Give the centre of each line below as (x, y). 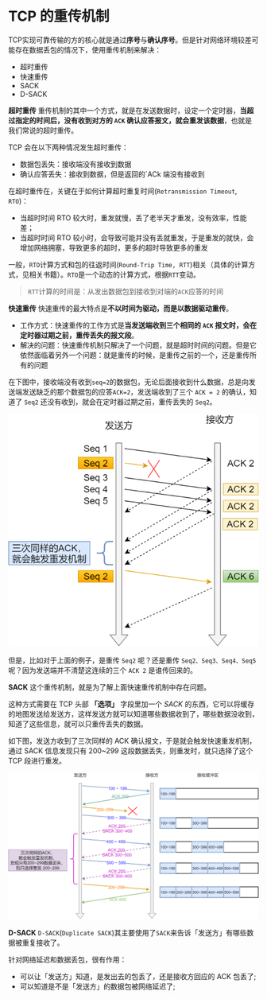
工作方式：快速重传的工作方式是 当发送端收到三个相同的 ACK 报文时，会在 (138, 325)
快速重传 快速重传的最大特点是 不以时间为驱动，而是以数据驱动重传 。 (120, 308)
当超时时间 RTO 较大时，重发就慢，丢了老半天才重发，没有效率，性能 (133, 218)
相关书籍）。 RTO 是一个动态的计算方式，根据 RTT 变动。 (114, 274)
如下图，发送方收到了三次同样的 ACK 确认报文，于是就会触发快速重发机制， (132, 741)
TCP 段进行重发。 (37, 760)
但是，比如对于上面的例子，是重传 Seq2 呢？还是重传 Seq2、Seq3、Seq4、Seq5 (132, 660)
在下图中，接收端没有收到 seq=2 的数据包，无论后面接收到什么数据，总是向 (128, 382)
